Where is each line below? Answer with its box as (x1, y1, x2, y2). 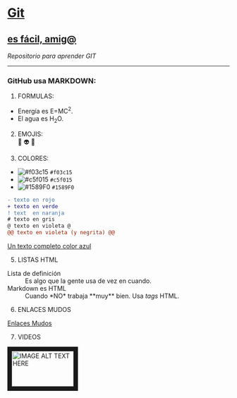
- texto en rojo (7, 196, 55, 203)
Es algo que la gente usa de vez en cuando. (25, 277, 152, 285)
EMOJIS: (17, 129, 44, 138)
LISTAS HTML (17, 255, 59, 264)
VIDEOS (17, 333, 41, 341)
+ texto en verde (7, 203, 59, 210)
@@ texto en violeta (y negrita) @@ (7, 229, 115, 236)
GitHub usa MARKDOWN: (7, 76, 97, 85)
